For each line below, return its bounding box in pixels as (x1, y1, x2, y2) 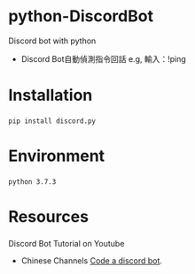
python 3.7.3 (8, 178, 57, 186)
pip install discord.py (8, 117, 97, 126)
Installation (8, 86, 93, 105)
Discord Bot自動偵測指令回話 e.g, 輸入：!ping (20, 53, 187, 64)
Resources (8, 207, 90, 227)
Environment (8, 146, 105, 166)
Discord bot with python (8, 35, 97, 46)
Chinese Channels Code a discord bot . (20, 255, 163, 266)
